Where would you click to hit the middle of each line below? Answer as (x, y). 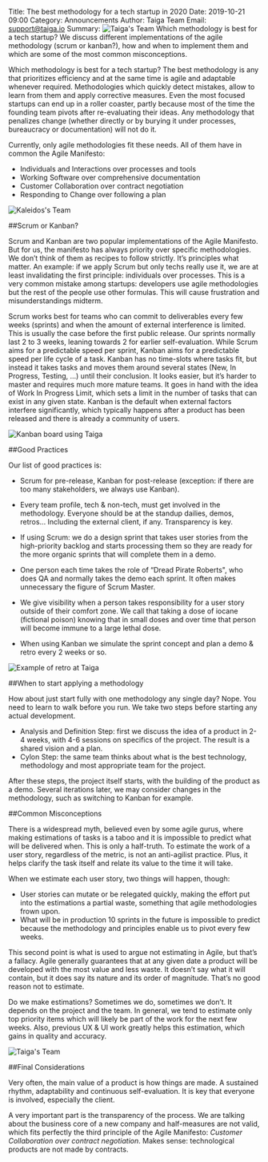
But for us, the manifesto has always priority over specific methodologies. (130, 249)
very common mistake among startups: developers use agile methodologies (133, 283)
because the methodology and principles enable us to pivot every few (135, 928)
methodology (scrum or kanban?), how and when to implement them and (128, 46)
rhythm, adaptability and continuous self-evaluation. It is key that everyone (132, 1091)
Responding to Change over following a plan (93, 194)
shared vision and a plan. (61, 748)
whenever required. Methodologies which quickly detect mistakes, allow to (132, 87)
